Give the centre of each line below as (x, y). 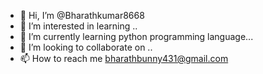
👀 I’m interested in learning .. (78, 26)
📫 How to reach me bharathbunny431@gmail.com (124, 58)
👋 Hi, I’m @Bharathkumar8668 (82, 15)
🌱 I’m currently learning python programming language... (136, 36)
